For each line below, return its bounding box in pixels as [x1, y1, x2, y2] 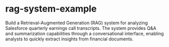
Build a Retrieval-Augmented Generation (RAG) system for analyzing [5, 20, 148, 26]
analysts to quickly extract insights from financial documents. [5, 36, 133, 42]
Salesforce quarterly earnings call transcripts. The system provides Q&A [5, 25, 156, 31]
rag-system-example [5, 3, 97, 15]
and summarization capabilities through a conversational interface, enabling [5, 30, 164, 36]
